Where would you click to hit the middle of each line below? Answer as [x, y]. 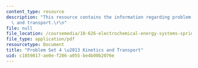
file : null [19, 28]
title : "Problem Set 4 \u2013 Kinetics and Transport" [75, 50]
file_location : [25, 34]
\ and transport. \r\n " [39, 22]
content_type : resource [35, 12]
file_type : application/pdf [41, 39]
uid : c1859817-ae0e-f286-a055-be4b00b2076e [60, 56]
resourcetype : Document [35, 45]
